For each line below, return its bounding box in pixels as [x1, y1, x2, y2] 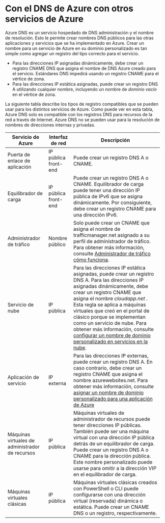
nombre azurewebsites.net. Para [73, 377, 148, 384]
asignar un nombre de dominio [73, 389, 144, 396]
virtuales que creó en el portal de [73, 307, 150, 314]
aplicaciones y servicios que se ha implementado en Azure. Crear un [5, 40, 144, 46]
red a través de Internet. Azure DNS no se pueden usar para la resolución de [5, 117, 160, 123]
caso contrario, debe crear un [73, 365, 142, 371]
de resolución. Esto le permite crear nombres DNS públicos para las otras [5, 35, 154, 41]
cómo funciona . [73, 256, 110, 263]
